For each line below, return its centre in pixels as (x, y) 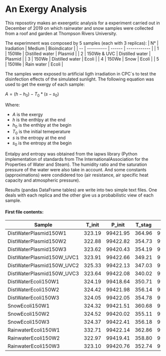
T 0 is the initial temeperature (41, 132)
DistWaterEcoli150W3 (33, 298)
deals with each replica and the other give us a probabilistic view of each (80, 195)
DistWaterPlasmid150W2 (37, 241)
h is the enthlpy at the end (39, 120)
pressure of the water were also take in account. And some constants (76, 170)
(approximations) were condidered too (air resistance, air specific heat (77, 175)
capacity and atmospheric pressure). (43, 180)
